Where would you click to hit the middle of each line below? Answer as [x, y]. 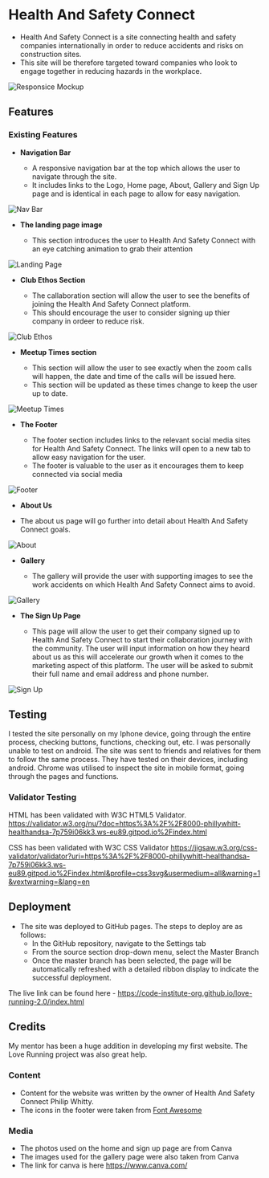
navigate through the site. [74, 176]
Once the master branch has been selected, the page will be [132, 960]
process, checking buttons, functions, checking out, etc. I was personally [129, 742]
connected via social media [77, 474]
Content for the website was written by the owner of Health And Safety [137, 1093]
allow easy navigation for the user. [89, 457]
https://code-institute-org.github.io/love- [185, 993]
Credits [27, 1027]
